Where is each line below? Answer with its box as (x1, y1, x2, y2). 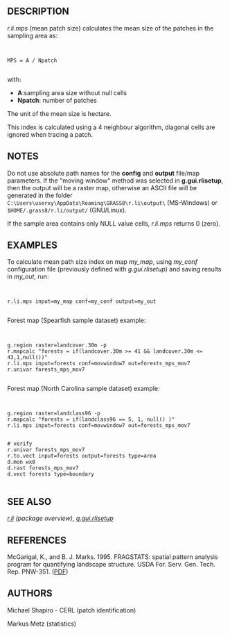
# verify (7, 440, 33, 447)
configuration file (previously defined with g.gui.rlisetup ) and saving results (7, 265, 222, 274)
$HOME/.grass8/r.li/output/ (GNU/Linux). (7, 206, 127, 214)
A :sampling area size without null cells (17, 88, 127, 97)
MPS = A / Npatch (7, 57, 57, 64)
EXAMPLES (7, 240, 57, 251)
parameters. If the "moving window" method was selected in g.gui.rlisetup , (7, 176, 224, 185)
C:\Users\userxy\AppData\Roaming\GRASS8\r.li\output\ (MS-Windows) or (7, 198, 218, 207)
